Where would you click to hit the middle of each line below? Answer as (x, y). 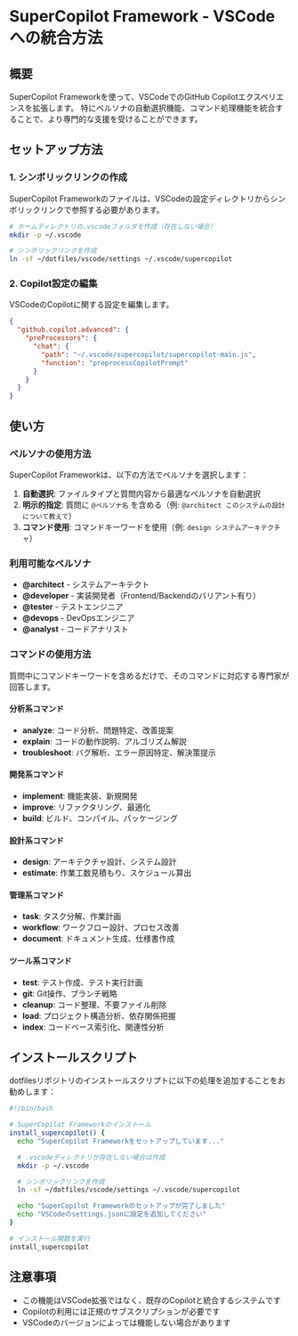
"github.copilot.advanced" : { (73, 330)
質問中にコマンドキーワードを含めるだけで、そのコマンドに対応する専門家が (149, 675)
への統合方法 (56, 38)
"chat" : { (51, 346)
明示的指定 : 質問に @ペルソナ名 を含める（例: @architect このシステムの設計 (153, 504)
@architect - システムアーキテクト (86, 584)
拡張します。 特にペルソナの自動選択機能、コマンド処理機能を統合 (154, 108)
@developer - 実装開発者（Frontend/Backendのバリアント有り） (141, 596)
